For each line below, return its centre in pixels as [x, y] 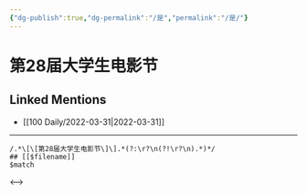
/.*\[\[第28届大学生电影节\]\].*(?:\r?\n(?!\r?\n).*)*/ [112, 148]
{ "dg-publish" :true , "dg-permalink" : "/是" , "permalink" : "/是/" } [129, 18]
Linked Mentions [58, 100]
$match [22, 165]
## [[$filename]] [42, 157]
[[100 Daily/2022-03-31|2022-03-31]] [94, 122]
